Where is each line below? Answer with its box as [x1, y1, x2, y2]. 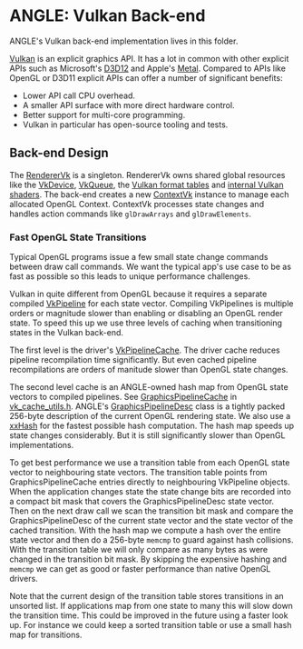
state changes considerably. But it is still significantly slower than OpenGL [9, 430, 286, 441]
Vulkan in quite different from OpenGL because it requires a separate [9, 288, 268, 300]
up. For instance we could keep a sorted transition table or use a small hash [9, 620, 292, 631]
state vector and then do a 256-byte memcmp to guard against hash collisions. [9, 534, 294, 545]
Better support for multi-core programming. [22, 109, 186, 120]
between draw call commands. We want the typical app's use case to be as [9, 261, 292, 273]
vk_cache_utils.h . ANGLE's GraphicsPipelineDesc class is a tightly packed [9, 401, 286, 412]
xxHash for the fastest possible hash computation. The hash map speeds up [9, 420, 295, 432]
